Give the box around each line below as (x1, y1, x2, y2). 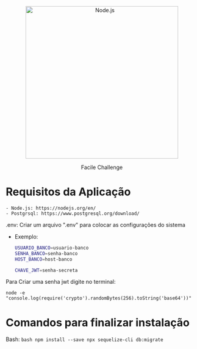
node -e (5, 290, 26, 296)
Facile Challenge (81, 164, 123, 171)
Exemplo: (14, 232, 38, 240)
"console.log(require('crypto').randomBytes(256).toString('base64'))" (5, 295, 192, 301)
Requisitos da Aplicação (5, 185, 131, 199)
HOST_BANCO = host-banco (14, 256, 73, 262)
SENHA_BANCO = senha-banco (14, 250, 78, 256)
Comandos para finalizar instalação (5, 315, 190, 329)
